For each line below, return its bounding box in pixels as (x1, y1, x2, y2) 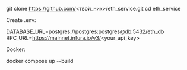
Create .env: (6, 17, 37, 23)
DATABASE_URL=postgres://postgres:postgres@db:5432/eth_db (6, 28, 164, 35)
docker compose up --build (6, 58, 74, 64)
